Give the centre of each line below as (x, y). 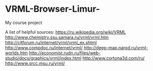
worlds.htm (16, 53)
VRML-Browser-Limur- (52, 9)
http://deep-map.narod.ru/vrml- (116, 47)
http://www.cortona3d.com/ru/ (114, 58)
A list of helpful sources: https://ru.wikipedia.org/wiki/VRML (66, 32)
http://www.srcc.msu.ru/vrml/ (35, 63)
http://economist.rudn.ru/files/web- (65, 53)
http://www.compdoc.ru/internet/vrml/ (44, 47)
